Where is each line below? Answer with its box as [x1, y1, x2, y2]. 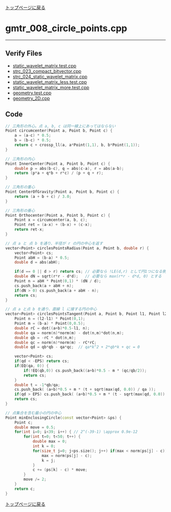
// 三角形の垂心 [5, 208, 35, 213]
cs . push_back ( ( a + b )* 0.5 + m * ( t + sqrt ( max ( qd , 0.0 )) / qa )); [14, 387, 156, 392]
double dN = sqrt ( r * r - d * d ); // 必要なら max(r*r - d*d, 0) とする [14, 274, 162, 279]
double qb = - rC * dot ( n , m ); [14, 335, 76, 340]
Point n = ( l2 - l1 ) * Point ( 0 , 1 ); [14, 316, 85, 321]
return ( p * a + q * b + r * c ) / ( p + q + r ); [14, 170, 104, 176]
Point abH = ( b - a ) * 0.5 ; [14, 255, 70, 260]
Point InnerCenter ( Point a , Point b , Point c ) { [5, 161, 110, 166]
